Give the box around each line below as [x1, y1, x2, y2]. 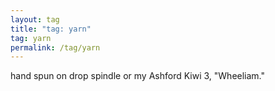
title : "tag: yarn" [10, 24, 92, 34]
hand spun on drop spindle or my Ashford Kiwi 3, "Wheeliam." [10, 70, 266, 82]
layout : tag [10, 14, 60, 25]
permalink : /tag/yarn [10, 42, 101, 53]
